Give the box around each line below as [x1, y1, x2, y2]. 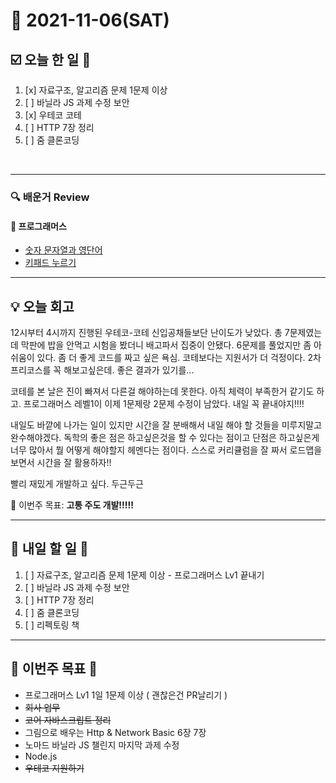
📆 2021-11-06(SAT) [10, 9, 170, 32]
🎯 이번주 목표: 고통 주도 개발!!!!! [10, 499, 135, 511]
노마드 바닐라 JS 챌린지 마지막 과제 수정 [24, 739, 180, 751]
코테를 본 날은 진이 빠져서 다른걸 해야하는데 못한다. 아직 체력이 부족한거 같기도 [10, 385, 315, 397]
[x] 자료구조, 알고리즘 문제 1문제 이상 [24, 84, 168, 96]
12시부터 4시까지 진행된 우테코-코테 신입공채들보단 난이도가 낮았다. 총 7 [10, 326, 290, 338]
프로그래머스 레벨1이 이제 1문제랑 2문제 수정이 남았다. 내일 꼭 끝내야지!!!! [23, 397, 305, 409]
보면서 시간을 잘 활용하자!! [10, 456, 112, 468]
